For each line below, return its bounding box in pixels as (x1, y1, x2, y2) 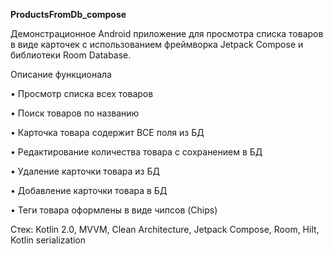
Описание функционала (10, 69, 112, 80)
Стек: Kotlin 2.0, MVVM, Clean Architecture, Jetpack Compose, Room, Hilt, (10, 224, 320, 235)
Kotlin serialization (10, 234, 87, 246)
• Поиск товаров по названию (10, 107, 140, 119)
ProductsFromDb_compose (10, 9, 127, 20)
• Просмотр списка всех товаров (10, 88, 154, 99)
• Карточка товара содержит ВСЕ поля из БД (10, 127, 205, 138)
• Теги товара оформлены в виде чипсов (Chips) (10, 204, 218, 216)
